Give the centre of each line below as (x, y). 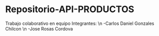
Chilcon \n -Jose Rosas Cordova (39, 28)
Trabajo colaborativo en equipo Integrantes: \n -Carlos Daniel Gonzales (80, 23)
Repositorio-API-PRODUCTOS (70, 9)
